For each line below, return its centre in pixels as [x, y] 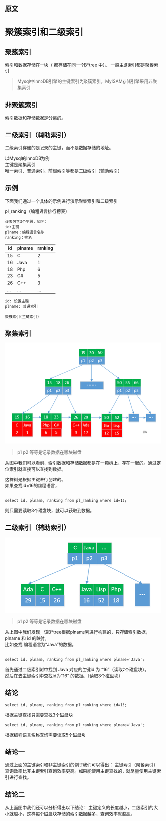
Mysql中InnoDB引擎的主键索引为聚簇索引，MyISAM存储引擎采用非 [85, 81]
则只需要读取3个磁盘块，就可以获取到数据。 [50, 511]
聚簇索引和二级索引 [44, 32]
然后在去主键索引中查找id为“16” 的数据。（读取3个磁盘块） [64, 676]
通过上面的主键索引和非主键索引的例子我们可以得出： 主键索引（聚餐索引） [82, 765]
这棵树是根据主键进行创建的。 [35, 479]
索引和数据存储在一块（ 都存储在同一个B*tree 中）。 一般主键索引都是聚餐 [80, 65]
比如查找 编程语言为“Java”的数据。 [41, 645]
